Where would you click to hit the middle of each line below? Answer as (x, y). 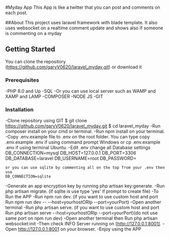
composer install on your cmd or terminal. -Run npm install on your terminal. (85, 131)
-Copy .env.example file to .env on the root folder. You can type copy (78, 137)
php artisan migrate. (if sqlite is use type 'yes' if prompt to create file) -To (82, 191)
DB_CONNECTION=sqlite (28, 177)
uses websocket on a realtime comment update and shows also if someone (84, 28)
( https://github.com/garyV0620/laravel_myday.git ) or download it (74, 67)
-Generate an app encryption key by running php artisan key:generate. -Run (85, 186)
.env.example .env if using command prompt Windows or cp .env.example (83, 142)
